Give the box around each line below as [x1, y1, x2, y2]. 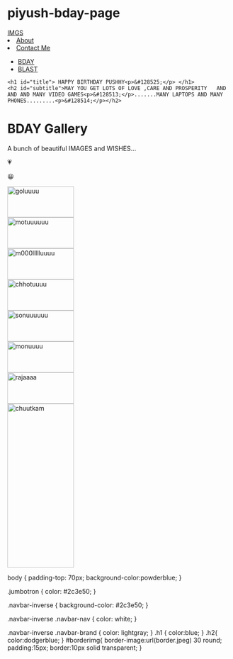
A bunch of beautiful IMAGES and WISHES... [7, 144, 137, 153]
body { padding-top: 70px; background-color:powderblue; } [7, 573, 182, 582]
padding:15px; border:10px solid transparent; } [7, 643, 142, 652]
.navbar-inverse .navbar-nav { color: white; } [7, 614, 137, 623]
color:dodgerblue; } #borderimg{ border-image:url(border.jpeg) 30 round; [7, 636, 222, 644]
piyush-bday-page [7, 5, 120, 21]
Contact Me [16, 43, 51, 52]
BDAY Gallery [7, 121, 89, 137]
